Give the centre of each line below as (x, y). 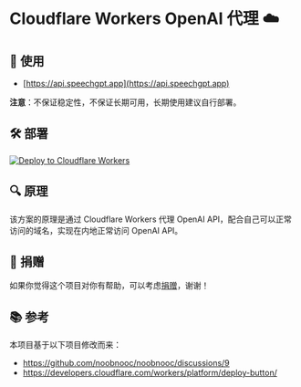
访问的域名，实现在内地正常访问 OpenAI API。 (96, 230)
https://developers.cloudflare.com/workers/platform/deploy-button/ (150, 373)
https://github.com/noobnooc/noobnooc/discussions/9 (126, 363)
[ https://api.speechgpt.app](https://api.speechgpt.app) (126, 84)
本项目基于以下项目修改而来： (65, 345)
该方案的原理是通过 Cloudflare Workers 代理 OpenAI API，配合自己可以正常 (150, 219)
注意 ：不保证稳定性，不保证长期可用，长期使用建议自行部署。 (125, 102)
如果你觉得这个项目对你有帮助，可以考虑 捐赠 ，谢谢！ (109, 286)
